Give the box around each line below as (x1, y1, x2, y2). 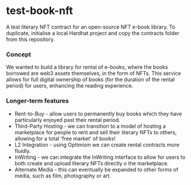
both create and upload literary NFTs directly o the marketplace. (14, 159, 169, 167)
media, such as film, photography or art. (14, 172, 112, 179)
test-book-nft (6, 4, 73, 18)
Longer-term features (6, 97, 69, 105)
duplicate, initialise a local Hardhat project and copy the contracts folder (6, 29, 180, 36)
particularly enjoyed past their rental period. (14, 116, 121, 123)
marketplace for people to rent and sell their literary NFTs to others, (14, 128, 177, 135)
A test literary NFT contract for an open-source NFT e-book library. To (6, 23, 175, 30)
